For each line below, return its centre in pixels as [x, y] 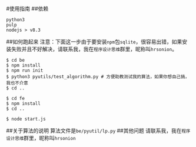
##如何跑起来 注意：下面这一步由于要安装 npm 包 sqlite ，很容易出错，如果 [94, 42]
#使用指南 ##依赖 [27, 9]
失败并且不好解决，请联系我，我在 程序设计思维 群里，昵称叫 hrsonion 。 [94, 49]
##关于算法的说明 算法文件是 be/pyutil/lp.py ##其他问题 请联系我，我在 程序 [98, 131]
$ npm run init [25, 71]
